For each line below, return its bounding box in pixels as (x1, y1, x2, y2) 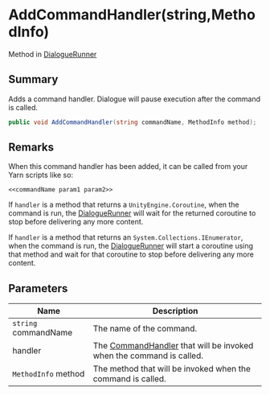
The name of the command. (92, 323, 198, 335)
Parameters (8, 282, 68, 295)
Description (152, 306, 198, 317)
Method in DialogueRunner (8, 49, 97, 59)
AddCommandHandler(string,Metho (8, 6, 256, 24)
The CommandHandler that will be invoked (92, 340, 254, 352)
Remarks (8, 141, 55, 154)
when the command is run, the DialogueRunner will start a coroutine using (8, 241, 254, 251)
